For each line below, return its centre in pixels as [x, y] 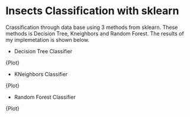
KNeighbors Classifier [41, 74]
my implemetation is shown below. [48, 40]
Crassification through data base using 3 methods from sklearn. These [92, 27]
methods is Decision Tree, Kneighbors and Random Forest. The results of [95, 33]
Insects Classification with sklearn [92, 11]
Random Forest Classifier [45, 97]
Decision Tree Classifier [43, 51]
